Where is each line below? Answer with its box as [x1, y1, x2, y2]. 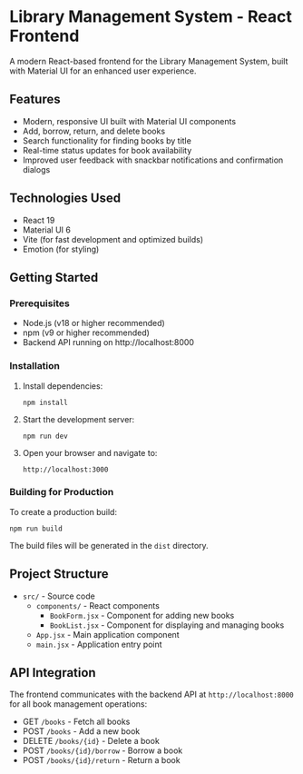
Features [9, 92, 61, 107]
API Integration [9, 665, 97, 680]
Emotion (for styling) [22, 243, 100, 254]
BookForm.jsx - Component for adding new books [49, 610, 235, 620]
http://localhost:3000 [22, 465, 109, 474]
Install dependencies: [22, 380, 103, 392]
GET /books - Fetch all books [22, 716, 131, 728]
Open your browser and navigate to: [22, 447, 158, 458]
